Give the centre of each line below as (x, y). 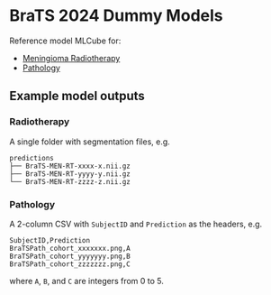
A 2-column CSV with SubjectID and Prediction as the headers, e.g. (136, 224)
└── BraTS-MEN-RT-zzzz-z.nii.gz (70, 181)
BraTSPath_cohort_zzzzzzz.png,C (70, 264)
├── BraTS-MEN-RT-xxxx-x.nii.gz (70, 166)
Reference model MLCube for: (65, 41)
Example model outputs (77, 96)
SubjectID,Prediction (50, 240)
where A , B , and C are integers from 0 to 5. (87, 281)
